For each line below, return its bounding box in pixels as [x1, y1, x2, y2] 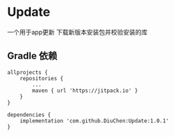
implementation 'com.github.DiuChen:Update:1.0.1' [19, 117, 169, 125]
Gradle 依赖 [7, 50, 58, 62]
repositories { [19, 75, 64, 82]
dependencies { [7, 111, 51, 118]
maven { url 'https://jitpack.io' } [32, 87, 138, 94]
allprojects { [7, 68, 49, 76]
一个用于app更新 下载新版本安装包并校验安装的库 [7, 28, 148, 36]
